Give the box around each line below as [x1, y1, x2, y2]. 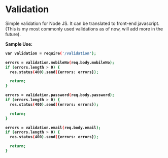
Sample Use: [5, 41, 33, 47]
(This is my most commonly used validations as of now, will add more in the [5, 25, 163, 31]
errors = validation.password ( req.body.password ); [5, 92, 115, 98]
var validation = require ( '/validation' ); [5, 51, 96, 56]
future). [5, 31, 21, 37]
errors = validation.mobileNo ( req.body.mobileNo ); [5, 60, 115, 65]
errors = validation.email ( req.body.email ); [5, 125, 101, 130]
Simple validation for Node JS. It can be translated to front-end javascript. [5, 20, 160, 26]
